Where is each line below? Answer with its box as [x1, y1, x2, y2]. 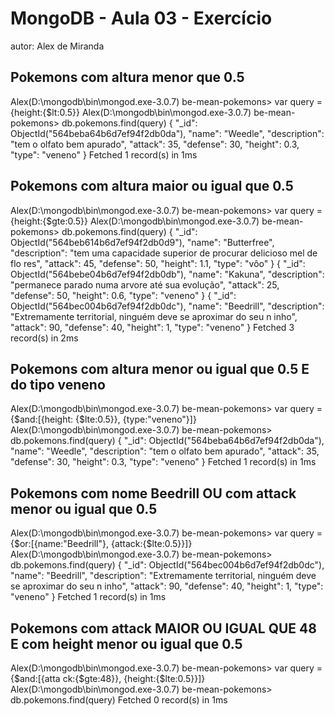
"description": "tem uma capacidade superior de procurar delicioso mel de [10, 247, 318, 259]
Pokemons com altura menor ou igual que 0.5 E [10, 360, 310, 377]
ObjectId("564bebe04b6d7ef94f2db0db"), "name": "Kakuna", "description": [10, 268, 325, 280]
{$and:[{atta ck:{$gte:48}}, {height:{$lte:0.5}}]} [10, 673, 206, 684]
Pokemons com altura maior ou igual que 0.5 [10, 178, 294, 195]
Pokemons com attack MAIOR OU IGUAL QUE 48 [10, 620, 317, 637]
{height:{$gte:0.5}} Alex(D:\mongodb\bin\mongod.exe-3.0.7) [10, 215, 260, 227]
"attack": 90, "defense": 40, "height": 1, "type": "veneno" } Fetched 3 [10, 321, 295, 333]
